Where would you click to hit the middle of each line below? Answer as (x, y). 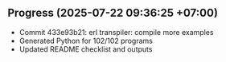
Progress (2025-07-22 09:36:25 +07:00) (113, 13)
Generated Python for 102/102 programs (86, 41)
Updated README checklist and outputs (86, 49)
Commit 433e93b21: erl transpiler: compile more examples (116, 32)
